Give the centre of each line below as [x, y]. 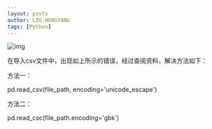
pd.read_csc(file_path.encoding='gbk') [63, 118]
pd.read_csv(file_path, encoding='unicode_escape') [82, 90]
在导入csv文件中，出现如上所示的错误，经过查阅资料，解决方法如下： [107, 61]
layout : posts [28, 14]
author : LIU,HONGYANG [39, 20]
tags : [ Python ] [29, 26]
